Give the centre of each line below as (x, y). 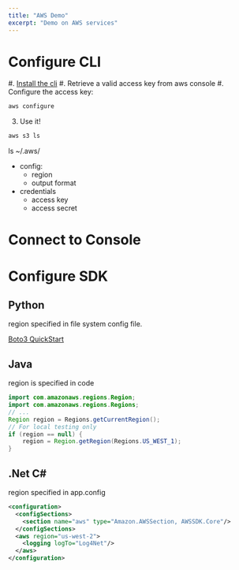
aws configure (32, 106)
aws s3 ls (24, 136)
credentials (38, 192)
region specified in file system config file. (75, 324)
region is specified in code (51, 383)
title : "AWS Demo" (38, 15)
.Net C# (28, 473)
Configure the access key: (51, 92)
